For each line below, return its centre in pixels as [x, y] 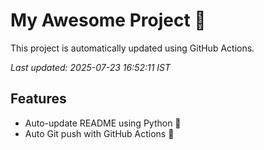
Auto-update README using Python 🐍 [103, 123]
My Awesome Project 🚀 [108, 20]
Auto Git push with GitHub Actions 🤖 [99, 133]
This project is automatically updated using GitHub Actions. [132, 48]
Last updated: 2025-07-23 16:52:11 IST [91, 67]
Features [38, 99]
